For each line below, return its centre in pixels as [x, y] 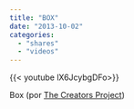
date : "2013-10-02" [46, 26]
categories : [32, 35]
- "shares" [38, 43]
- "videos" [38, 52]
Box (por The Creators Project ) [67, 95]
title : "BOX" [34, 18]
